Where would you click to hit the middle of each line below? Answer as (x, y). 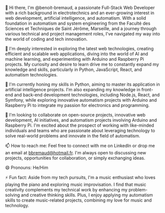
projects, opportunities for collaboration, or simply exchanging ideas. (75, 158)
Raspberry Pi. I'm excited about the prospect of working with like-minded (80, 125)
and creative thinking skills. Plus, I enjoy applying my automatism (87, 195)
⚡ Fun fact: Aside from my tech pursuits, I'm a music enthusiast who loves (80, 177)
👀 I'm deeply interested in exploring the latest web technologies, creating (80, 49)
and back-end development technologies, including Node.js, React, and (87, 95)
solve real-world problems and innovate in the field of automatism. (73, 136)
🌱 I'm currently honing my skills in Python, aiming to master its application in (83, 84)
